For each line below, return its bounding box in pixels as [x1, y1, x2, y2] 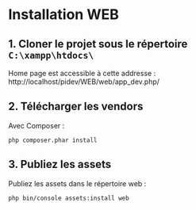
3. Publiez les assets [8, 158, 112, 171]
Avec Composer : [8, 120, 65, 130]
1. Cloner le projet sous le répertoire [8, 37, 188, 51]
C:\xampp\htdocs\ [8, 49, 94, 61]
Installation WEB [8, 6, 119, 24]
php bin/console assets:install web [8, 194, 129, 202]
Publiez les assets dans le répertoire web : [8, 178, 147, 188]
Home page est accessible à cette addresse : [8, 69, 156, 78]
